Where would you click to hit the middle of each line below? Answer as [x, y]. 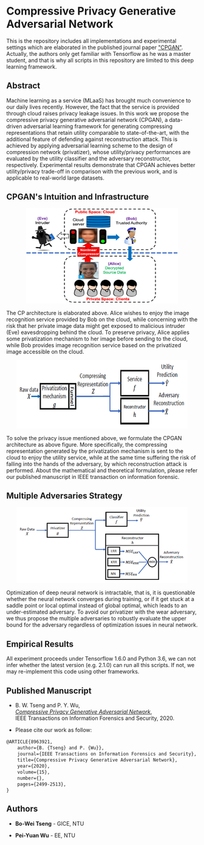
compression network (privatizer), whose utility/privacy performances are [99, 152]
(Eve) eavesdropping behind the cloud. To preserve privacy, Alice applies [98, 332]
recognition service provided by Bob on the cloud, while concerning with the [102, 319]
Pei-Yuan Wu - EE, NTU [45, 835]
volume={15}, [34, 772]
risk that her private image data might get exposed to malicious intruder [96, 325]
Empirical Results [40, 644]
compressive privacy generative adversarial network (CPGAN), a [87, 120]
